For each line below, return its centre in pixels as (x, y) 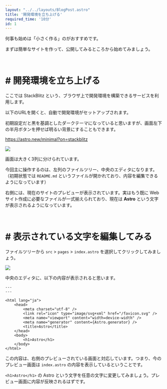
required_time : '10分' (28, 19)
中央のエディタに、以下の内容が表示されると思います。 (62, 278)
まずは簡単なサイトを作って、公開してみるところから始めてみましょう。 (79, 49)
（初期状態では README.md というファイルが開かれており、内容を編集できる (82, 176)
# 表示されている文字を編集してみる (79, 237)
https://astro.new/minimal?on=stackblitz (47, 139)
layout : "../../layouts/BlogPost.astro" (48, 10)
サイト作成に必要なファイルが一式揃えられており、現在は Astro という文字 (82, 199)
